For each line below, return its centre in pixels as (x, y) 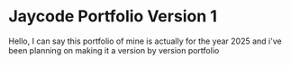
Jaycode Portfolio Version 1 (113, 16)
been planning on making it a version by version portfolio (114, 50)
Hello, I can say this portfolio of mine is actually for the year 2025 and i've (145, 41)
